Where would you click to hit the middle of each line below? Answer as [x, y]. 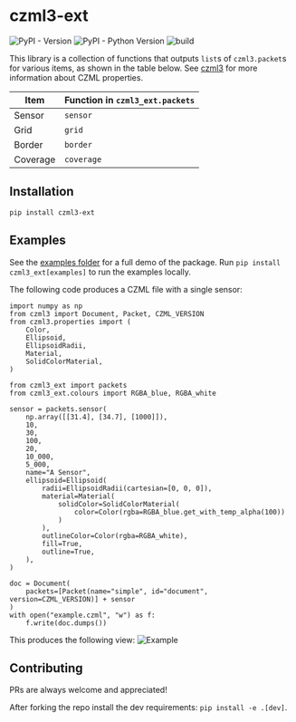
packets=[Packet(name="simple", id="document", [117, 591]
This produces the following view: [72, 640]
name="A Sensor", [58, 472]
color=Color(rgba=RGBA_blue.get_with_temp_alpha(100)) [179, 512]
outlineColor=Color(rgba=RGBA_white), [115, 535]
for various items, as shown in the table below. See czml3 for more [134, 68]
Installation [42, 192]
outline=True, [68, 552]
